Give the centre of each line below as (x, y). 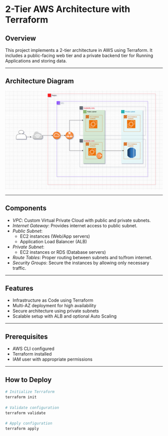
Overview (21, 38)
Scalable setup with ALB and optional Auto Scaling (64, 316)
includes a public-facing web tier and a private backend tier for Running (79, 55)
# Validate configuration (32, 408)
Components (26, 208)
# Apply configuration (29, 424)
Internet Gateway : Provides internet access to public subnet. (75, 225)
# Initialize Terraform (30, 392)
